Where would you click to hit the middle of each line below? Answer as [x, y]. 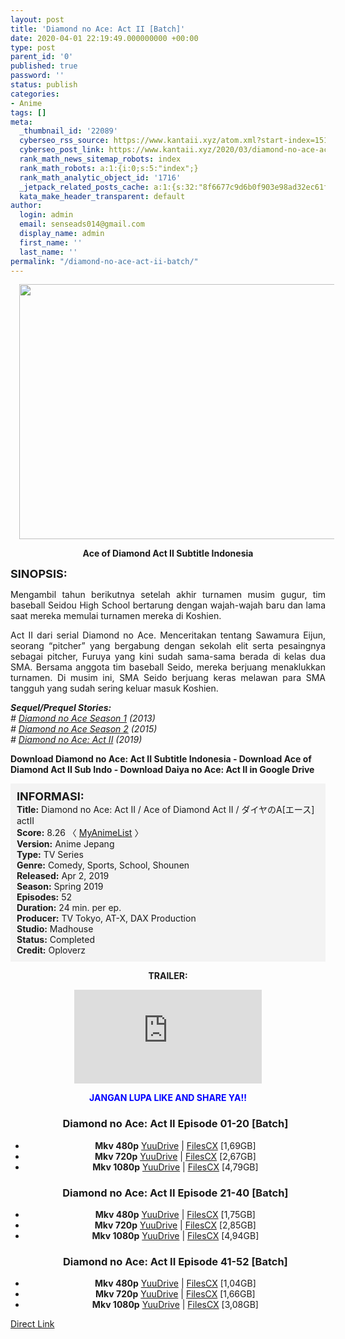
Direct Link [32, 1324]
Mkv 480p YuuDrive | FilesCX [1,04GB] [175, 1283]
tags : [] [28, 112]
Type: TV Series [50, 855]
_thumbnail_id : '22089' [68, 131]
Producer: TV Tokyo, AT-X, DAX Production [106, 918]
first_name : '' [51, 242]
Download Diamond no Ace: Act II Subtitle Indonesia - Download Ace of [161, 759]
